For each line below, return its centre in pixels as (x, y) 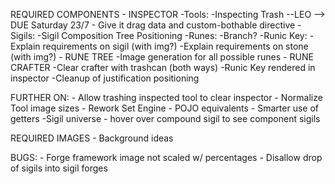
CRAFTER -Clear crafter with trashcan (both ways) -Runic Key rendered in (163, 67)
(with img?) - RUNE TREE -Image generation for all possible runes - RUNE (162, 57)
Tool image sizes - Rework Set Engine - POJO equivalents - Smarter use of (165, 108)
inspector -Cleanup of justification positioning (105, 78)
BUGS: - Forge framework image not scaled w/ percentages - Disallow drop (166, 157)
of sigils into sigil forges (59, 168)
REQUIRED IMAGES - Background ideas (92, 138)
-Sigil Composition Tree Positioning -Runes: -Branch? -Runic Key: (172, 35)
